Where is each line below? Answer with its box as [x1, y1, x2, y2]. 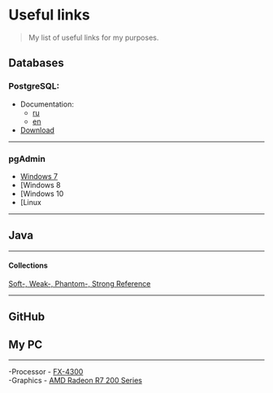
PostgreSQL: [8, 81, 59, 92]
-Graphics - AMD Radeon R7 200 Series [8, 376, 142, 386]
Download [19, 124, 55, 135]
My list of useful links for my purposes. [28, 33, 159, 42]
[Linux [19, 197, 42, 207]
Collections [8, 260, 49, 270]
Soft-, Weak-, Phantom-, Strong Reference [8, 278, 151, 288]
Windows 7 [19, 171, 58, 181]
